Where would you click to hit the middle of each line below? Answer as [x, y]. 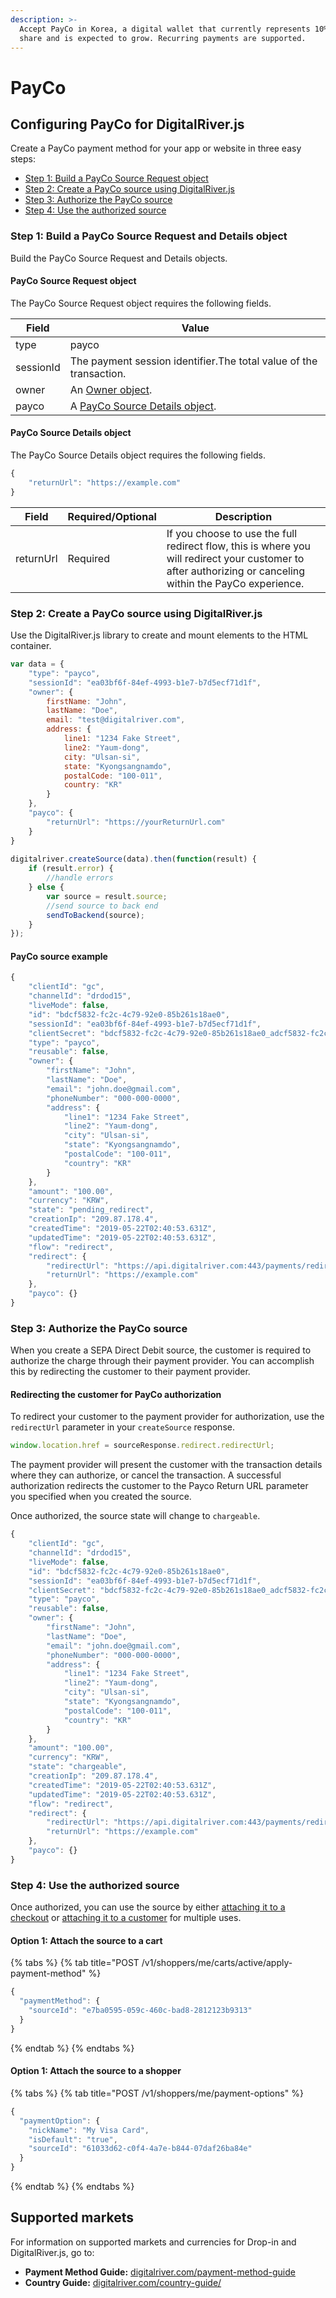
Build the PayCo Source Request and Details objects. [119, 258]
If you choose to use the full [232, 533]
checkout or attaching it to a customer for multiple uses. [126, 1918]
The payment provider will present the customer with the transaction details [166, 1465]
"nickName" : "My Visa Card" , [89, 2130]
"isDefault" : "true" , [73, 2139]
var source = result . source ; [107, 896]
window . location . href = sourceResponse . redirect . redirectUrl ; [142, 1446]
